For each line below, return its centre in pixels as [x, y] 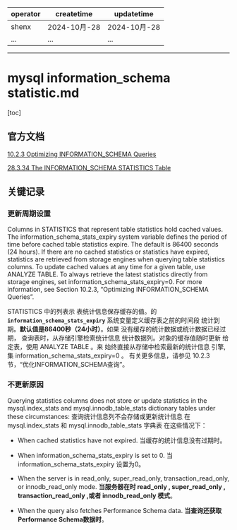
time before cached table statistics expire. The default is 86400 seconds [113, 245]
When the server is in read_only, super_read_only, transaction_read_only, [123, 478]
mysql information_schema [89, 78]
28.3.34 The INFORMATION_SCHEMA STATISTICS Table [89, 167]
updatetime [134, 14]
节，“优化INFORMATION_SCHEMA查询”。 [68, 365]
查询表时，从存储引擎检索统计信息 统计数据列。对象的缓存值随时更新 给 [125, 338]
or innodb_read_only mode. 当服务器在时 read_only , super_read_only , [121, 486]
